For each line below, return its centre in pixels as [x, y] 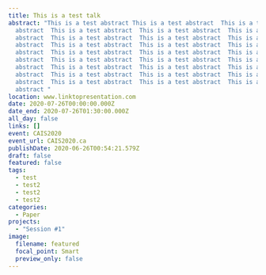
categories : [28, 207]
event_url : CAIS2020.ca [47, 141]
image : [19, 237]
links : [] [25, 126]
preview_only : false [49, 258]
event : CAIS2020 [35, 133]
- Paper [28, 215]
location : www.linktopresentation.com [72, 97]
